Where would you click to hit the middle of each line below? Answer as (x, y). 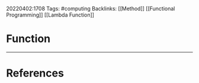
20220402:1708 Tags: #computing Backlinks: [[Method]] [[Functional (91, 9)
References (35, 73)
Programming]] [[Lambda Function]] (50, 15)
